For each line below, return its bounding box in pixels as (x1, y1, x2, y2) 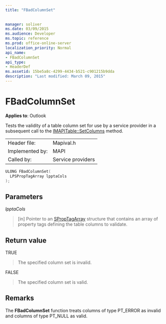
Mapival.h (52, 139, 76, 146)
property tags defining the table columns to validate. (17, 221, 128, 227)
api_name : (5, 50, 26, 55)
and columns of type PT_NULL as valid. (5, 313, 88, 319)
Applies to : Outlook (5, 113, 47, 119)
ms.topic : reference (5, 36, 49, 41)
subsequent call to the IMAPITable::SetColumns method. (5, 128, 123, 134)
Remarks (5, 294, 35, 303)
